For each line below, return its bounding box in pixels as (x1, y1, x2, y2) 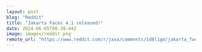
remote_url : (6, 36, 36, 42)
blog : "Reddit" (6, 14, 44, 20)
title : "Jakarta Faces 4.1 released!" (6, 20, 103, 26)
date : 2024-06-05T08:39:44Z (6, 25, 77, 32)
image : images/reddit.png (6, 31, 71, 37)
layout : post (6, 8, 39, 15)
